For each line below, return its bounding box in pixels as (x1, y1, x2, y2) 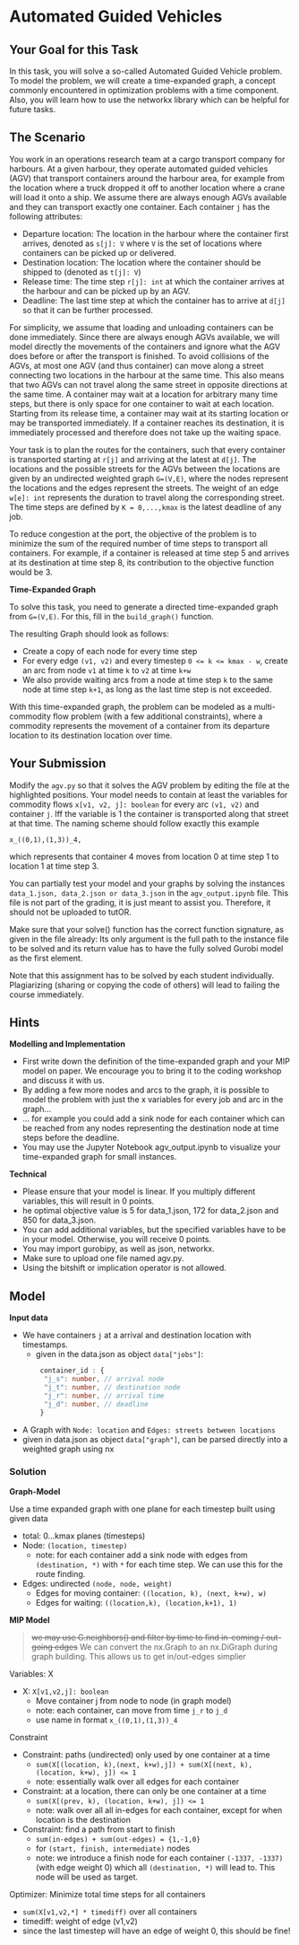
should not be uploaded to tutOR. (9, 907, 132, 917)
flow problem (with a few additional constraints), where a (52, 711, 263, 722)
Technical (9, 1169, 47, 1179)
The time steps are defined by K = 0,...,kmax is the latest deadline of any (9, 501, 282, 513)
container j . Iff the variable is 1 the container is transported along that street (9, 808, 289, 819)
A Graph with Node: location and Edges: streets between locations (21, 1424, 276, 1435)
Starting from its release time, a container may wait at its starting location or (9, 407, 289, 418)
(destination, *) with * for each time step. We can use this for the (35, 1559, 284, 1570)
